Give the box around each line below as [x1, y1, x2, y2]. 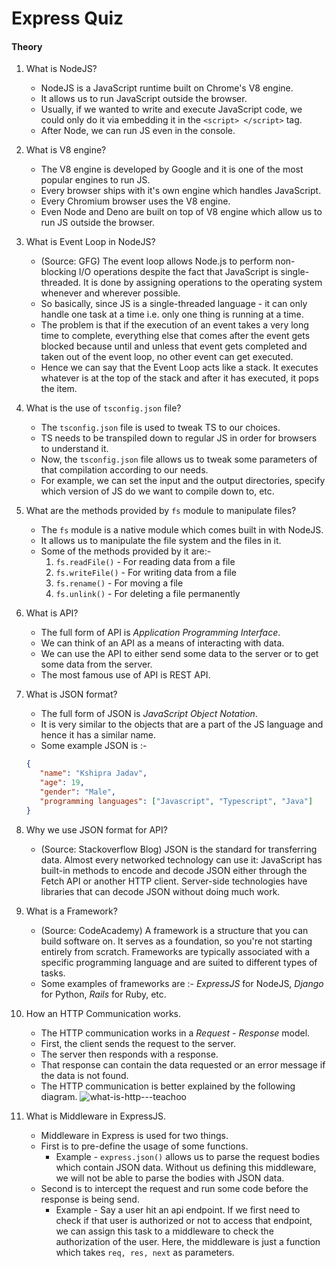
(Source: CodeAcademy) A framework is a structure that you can [40, 924, 309, 936]
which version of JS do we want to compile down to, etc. [40, 485, 275, 497]
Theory [11, 40, 43, 52]
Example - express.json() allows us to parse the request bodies [55, 1150, 321, 1162]
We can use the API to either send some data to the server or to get [40, 648, 319, 660]
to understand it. [40, 443, 109, 455]
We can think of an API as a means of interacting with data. [40, 637, 285, 649]
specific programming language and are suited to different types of [40, 956, 318, 968]
